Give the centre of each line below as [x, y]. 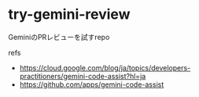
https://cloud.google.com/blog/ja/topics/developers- [105, 67]
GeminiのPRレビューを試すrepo [59, 37]
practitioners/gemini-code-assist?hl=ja [83, 76]
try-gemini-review [69, 14]
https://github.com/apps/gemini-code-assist [92, 84]
